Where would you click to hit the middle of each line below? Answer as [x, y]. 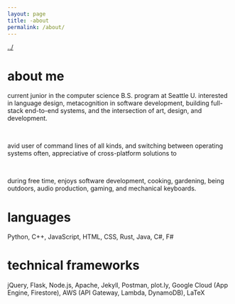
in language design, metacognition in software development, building [108, 103]
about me [36, 76]
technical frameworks [73, 265]
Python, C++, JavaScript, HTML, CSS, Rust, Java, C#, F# [91, 237]
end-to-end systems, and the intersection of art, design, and [113, 111]
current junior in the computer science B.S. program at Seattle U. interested [118, 96]
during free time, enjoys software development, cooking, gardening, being [116, 181]
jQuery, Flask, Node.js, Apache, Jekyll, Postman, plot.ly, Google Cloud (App [118, 286]
